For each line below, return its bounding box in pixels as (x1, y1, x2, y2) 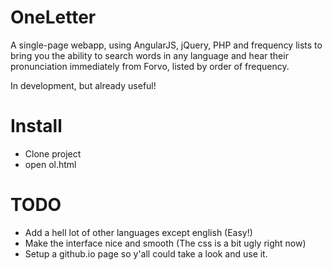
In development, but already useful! (10, 79, 157, 91)
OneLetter (10, 6, 97, 29)
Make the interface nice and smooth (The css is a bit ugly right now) (24, 237, 307, 249)
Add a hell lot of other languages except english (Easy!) (24, 226, 253, 238)
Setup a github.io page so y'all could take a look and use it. (24, 247, 268, 260)
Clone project (24, 147, 82, 160)
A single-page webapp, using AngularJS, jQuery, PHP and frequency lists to (10, 39, 323, 51)
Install (10, 115, 63, 138)
